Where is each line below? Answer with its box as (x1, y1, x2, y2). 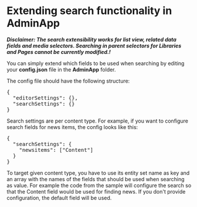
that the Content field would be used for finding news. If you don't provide (6, 188, 186, 195)
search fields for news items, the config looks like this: (6, 123, 138, 130)
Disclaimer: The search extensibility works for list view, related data (6, 36, 176, 43)
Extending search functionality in (6, 4, 172, 18)
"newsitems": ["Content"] (19, 147, 94, 153)
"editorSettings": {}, (12, 94, 78, 101)
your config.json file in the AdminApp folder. (6, 66, 116, 73)
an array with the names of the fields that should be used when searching (6, 175, 185, 182)
